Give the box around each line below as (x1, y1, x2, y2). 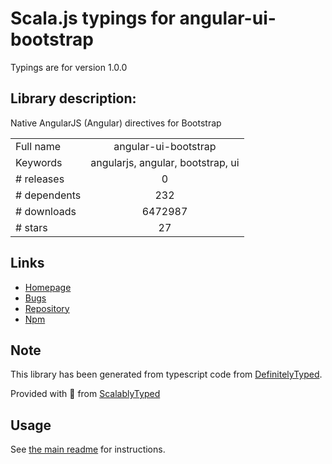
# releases (15, 172, 65, 186)
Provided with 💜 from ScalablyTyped (10, 388, 161, 400)
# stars (15, 220, 48, 234)
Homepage (24, 281, 72, 293)
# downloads (15, 204, 77, 218)
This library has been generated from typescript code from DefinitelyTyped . (10, 368, 323, 381)
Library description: (10, 90, 137, 107)
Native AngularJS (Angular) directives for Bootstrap (10, 117, 222, 129)
